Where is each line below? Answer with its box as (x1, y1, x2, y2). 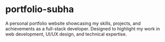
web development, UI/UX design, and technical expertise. (5, 31, 127, 37)
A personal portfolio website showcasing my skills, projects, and (5, 20, 141, 26)
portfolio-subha (5, 4, 74, 15)
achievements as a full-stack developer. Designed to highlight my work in (5, 25, 160, 31)
